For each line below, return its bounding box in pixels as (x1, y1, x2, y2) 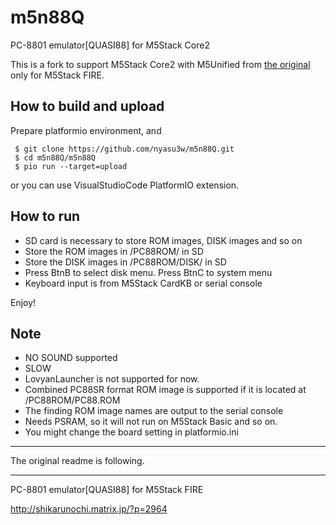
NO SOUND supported (24, 352, 118, 364)
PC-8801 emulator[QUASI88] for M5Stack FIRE (10, 484, 204, 496)
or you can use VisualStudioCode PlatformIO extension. (10, 179, 240, 191)
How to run (10, 208, 81, 225)
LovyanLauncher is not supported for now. (24, 373, 200, 385)
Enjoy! (10, 296, 37, 308)
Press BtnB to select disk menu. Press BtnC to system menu (24, 266, 273, 278)
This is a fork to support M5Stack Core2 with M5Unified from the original (10, 58, 311, 70)
